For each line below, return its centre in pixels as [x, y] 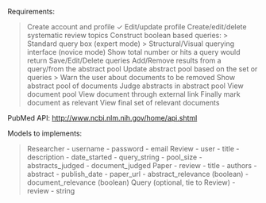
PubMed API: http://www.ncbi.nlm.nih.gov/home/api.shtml [102, 118]
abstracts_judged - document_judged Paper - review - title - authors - [142, 165]
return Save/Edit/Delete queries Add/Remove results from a [124, 60]
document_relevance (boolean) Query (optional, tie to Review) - [131, 182]
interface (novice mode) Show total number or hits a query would [133, 52]
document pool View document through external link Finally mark [133, 94]
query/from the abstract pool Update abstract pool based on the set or [142, 69]
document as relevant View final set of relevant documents [123, 103]
